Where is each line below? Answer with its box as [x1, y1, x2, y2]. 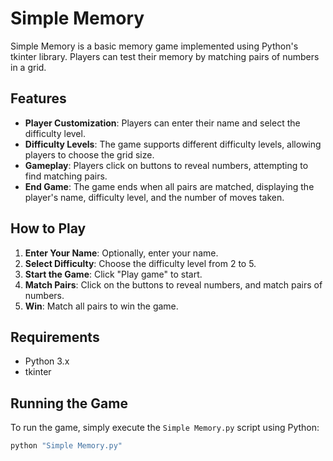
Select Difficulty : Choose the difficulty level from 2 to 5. [24, 257, 257, 269]
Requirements [10, 328, 100, 346]
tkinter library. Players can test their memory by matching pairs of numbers [10, 50, 320, 62]
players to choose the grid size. [24, 148, 155, 161]
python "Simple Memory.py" [10, 441, 123, 451]
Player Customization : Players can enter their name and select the [24, 117, 301, 129]
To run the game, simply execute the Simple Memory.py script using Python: [10, 422, 320, 434]
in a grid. [10, 61, 47, 73]
